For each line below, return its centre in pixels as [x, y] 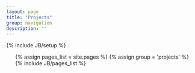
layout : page [23, 12]
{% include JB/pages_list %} [50, 63]
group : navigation [29, 23]
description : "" [26, 28]
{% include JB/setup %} [36, 45]
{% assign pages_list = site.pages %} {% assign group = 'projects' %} [102, 57]
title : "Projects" [29, 17]
